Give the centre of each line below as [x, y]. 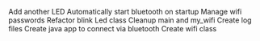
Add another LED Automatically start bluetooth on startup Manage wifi [125, 12]
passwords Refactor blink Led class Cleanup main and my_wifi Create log [130, 20]
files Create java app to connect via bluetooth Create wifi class [113, 29]
